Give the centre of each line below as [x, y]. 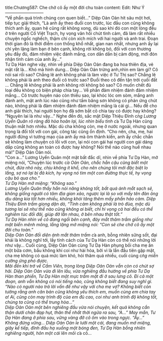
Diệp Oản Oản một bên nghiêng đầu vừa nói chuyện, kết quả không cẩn [77, 307]
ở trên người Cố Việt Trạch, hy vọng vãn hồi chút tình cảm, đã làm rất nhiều [80, 33]
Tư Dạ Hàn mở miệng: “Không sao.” [41, 183]
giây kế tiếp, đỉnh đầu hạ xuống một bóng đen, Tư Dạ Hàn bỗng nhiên [75, 328]
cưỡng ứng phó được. [27, 261]
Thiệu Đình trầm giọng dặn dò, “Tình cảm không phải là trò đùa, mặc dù [78, 204]
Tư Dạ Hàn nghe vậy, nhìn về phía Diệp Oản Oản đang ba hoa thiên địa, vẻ [79, 64]
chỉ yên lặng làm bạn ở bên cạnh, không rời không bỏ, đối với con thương [78, 49]
